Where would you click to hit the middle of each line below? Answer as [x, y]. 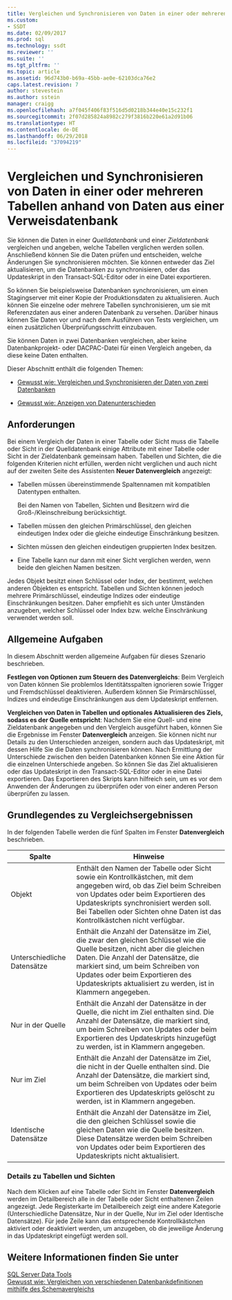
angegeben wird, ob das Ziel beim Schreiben [149, 886]
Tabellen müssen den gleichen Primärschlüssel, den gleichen [104, 526]
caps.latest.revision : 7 [43, 85]
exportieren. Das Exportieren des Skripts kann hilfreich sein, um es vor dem [115, 779]
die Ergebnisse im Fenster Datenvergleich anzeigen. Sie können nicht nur [112, 735]
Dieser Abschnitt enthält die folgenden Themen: [75, 369]
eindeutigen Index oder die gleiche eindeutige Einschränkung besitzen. [118, 533]
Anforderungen [41, 424]
